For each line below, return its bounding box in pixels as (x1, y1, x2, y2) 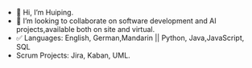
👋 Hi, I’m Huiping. (15, 8, 74, 17)
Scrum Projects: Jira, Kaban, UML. (15, 50, 130, 60)
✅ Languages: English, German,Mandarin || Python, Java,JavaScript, (15, 33, 245, 42)
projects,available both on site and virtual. (15, 25, 155, 34)
